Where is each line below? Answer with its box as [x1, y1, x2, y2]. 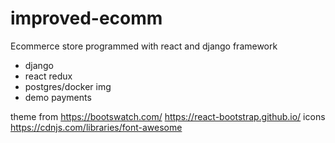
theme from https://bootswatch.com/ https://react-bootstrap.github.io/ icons [10, 110, 326, 122]
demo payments [24, 91, 92, 103]
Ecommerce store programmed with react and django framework [10, 40, 278, 52]
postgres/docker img [24, 80, 112, 92]
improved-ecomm [10, 7, 163, 30]
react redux [24, 70, 73, 82]
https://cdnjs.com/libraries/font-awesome [10, 121, 183, 133]
